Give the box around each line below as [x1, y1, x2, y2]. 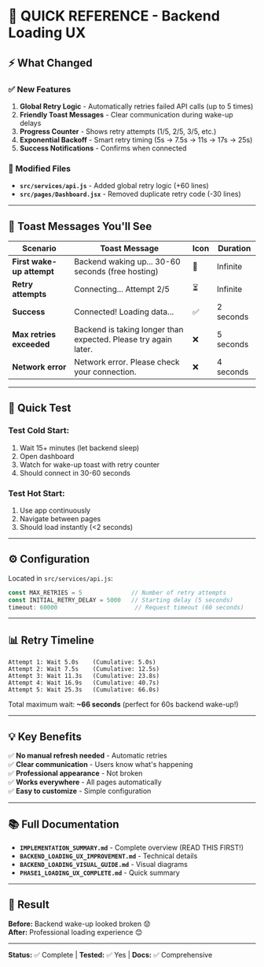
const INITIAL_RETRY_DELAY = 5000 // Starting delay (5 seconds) [8, 596, 234, 604]
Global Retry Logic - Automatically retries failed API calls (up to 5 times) [19, 102, 254, 111]
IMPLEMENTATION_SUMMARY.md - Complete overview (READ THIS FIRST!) [19, 843, 244, 852]
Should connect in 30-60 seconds [19, 468, 131, 477]
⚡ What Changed [8, 56, 93, 69]
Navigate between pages [19, 513, 101, 523]
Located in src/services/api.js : [8, 573, 114, 583]
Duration [217, 243, 251, 254]
